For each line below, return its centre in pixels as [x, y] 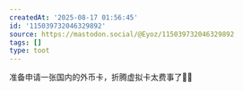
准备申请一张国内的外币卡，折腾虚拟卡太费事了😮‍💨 [101, 78]
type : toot [30, 51]
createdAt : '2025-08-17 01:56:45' [74, 17]
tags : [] [26, 42]
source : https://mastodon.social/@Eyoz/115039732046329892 [122, 34]
